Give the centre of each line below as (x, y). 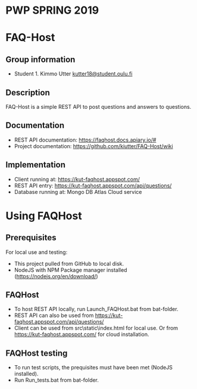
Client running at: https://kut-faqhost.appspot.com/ (77, 179)
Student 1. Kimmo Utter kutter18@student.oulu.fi (73, 74)
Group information (40, 59)
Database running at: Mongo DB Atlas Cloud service (78, 192)
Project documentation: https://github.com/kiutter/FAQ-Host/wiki (93, 146)
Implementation (36, 165)
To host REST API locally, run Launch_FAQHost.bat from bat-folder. (96, 309)
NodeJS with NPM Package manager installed (71, 270)
